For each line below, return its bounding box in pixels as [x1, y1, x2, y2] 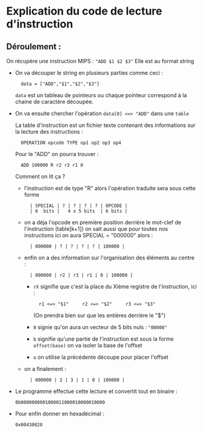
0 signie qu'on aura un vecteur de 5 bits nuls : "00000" [33, 324, 168, 330]
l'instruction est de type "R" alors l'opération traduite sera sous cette [24, 185, 196, 192]
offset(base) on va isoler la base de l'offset [33, 342, 142, 349]
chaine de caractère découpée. [15, 98, 94, 105]
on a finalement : [24, 366, 67, 372]
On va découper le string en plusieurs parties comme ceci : [15, 69, 164, 77]
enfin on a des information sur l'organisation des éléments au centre [24, 254, 195, 261]
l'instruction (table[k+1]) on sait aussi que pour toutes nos [24, 225, 168, 232]
